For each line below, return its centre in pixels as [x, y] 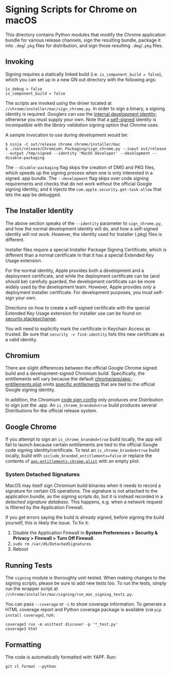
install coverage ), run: [30, 615]
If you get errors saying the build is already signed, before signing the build [85, 517]
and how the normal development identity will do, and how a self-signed [82, 229]
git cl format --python [31, 667]
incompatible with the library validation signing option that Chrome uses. [82, 125]
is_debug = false [24, 89]
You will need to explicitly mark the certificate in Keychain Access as [78, 329]
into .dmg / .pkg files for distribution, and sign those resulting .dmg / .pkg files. [84, 45]
